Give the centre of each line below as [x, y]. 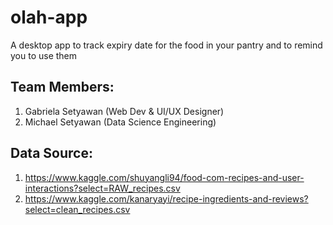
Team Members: [62, 87]
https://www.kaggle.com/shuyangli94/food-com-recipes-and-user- [164, 177]
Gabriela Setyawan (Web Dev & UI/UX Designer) [124, 111]
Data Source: [51, 153]
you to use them [44, 55]
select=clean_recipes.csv [77, 209]
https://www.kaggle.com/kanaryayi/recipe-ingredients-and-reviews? [166, 198]
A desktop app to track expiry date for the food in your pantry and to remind [166, 45]
